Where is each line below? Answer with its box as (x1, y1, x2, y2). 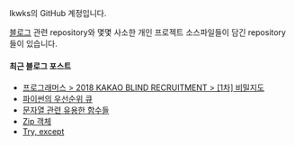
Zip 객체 (22, 116, 52, 127)
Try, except (22, 126, 65, 137)
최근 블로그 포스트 (9, 60, 72, 71)
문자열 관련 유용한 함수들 (22, 105, 110, 115)
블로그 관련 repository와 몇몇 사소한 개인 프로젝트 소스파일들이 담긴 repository (9, 27, 286, 38)
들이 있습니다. (9, 39, 58, 49)
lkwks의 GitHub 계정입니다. (9, 8, 107, 18)
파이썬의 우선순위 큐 (22, 94, 93, 105)
